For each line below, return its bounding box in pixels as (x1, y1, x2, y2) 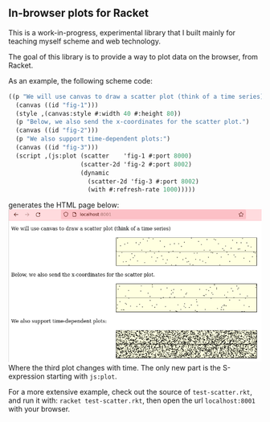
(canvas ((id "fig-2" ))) (15, 126, 99, 135)
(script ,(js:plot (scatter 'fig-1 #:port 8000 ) (15, 152, 193, 160)
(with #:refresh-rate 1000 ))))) (87, 186, 196, 194)
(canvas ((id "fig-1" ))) (15, 100, 99, 109)
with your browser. (8, 404, 71, 414)
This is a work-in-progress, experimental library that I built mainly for (8, 27, 235, 37)
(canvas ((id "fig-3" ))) (15, 144, 99, 152)
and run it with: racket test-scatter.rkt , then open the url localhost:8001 (8, 395, 256, 405)
